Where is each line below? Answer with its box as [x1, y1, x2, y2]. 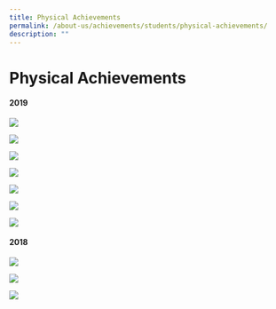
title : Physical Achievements [9, 12, 122, 22]
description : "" [9, 29, 69, 38]
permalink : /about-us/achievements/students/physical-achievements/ [9, 21, 268, 30]
